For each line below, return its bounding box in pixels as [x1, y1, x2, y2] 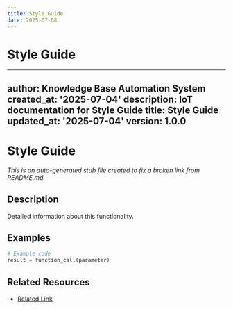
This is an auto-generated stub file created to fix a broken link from [7, 166, 200, 174]
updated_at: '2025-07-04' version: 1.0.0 [7, 115, 187, 127]
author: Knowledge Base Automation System [7, 83, 206, 94]
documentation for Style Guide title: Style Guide [7, 104, 219, 116]
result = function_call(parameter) [7, 257, 110, 264]
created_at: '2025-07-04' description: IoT [7, 93, 193, 105]
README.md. [7, 173, 46, 181]
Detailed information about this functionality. [7, 212, 134, 220]
